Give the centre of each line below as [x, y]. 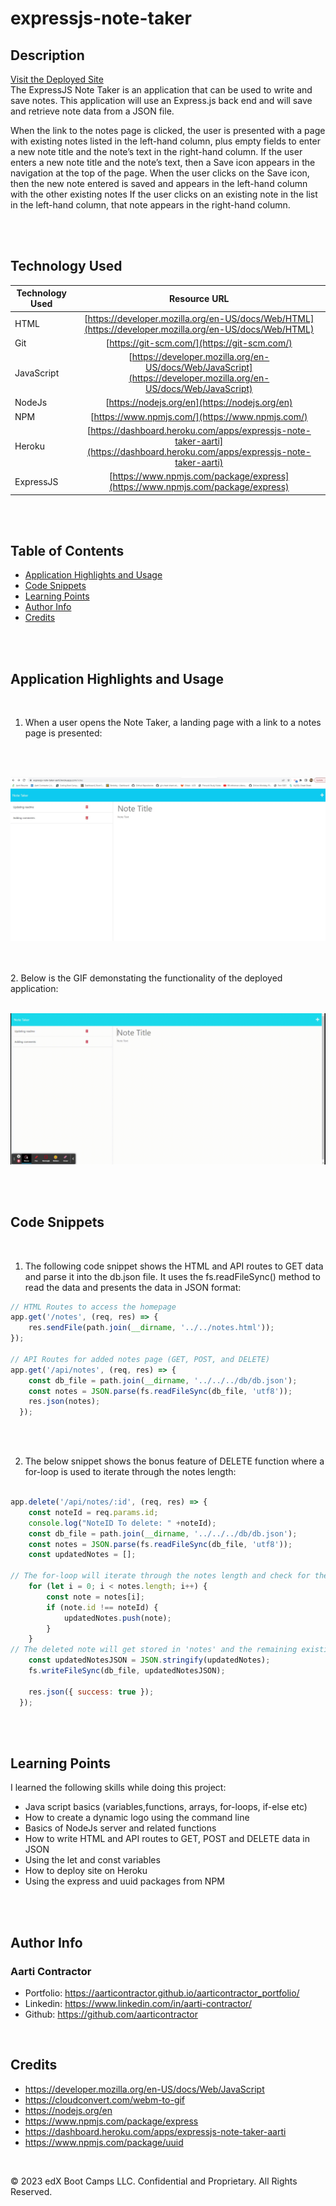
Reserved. [31, 2191]
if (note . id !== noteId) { [102, 1607]
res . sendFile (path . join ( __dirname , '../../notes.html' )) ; [151, 1328]
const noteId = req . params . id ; [93, 1512]
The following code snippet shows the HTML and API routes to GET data [174, 1266]
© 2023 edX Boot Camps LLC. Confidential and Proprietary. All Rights [154, 2181]
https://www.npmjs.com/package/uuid [104, 2142]
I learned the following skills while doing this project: [118, 1788]
